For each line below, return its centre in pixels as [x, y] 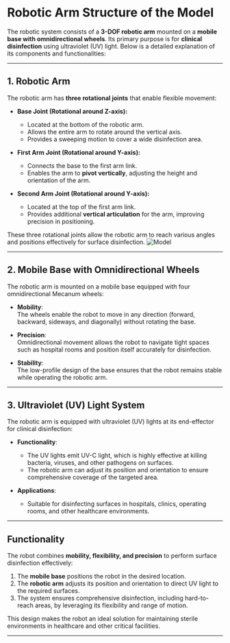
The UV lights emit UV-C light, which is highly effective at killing [117, 456]
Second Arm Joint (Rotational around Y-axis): [83, 193]
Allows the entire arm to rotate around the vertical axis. [105, 132]
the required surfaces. [48, 591]
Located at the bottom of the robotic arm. [86, 124]
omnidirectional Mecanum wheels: [55, 293]
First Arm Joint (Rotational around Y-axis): [78, 152]
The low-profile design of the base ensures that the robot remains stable [119, 370]
